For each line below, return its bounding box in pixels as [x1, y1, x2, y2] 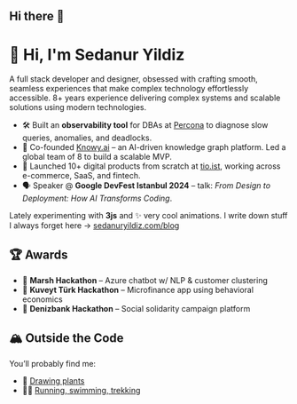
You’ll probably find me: [9, 358, 96, 368]
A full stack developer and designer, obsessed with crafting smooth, [9, 74, 259, 84]
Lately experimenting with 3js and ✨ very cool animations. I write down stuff [9, 210, 288, 221]
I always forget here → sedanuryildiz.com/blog [9, 220, 180, 231]
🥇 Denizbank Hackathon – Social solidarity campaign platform [21, 304, 251, 314]
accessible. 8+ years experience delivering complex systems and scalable [9, 92, 281, 103]
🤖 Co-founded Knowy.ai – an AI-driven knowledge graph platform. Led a [21, 142, 286, 153]
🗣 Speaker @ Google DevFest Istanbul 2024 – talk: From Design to [21, 180, 271, 191]
